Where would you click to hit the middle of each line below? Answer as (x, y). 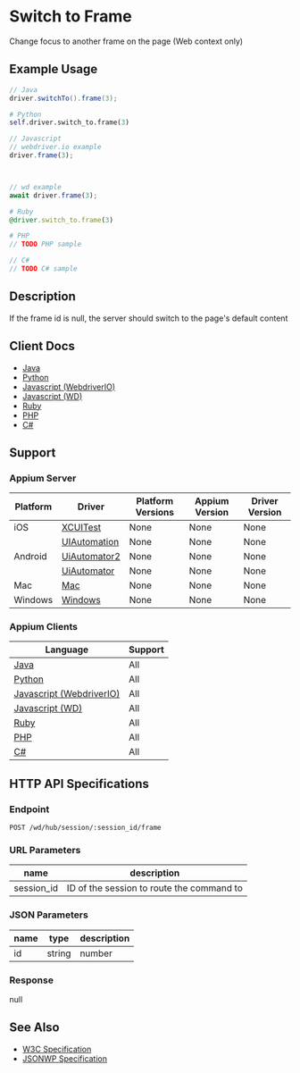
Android (30, 557)
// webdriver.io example (55, 147)
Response (31, 980)
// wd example (36, 187)
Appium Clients (44, 627)
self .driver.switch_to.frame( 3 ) (69, 122)
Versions (154, 513)
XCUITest (81, 527)
